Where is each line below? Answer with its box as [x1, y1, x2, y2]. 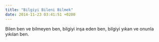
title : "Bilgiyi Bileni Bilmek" [5, 7, 73, 12]
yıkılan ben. [5, 31, 29, 37]
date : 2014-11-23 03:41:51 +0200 [5, 12, 76, 17]
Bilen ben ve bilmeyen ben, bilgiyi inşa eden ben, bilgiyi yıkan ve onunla [5, 25, 154, 31]
